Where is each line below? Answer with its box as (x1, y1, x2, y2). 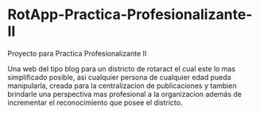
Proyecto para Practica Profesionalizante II (7, 48, 147, 58)
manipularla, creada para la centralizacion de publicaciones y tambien (7, 81, 237, 90)
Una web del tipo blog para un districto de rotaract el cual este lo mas (7, 63, 236, 73)
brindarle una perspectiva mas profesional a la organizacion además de (7, 89, 243, 98)
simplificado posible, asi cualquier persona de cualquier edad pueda (7, 72, 231, 82)
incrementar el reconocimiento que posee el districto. (7, 98, 183, 107)
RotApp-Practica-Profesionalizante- (7, 6, 253, 24)
